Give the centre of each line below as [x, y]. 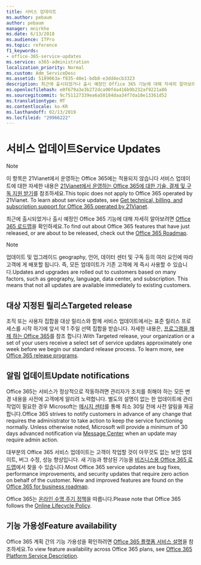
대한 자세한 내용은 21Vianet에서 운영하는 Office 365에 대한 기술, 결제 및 [101, 186]
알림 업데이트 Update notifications [68, 376]
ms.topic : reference [32, 46]
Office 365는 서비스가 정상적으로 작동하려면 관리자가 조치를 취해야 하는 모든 [95, 391]
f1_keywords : [22, 51]
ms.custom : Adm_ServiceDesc [41, 73]
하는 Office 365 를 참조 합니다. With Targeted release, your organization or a [103, 336]
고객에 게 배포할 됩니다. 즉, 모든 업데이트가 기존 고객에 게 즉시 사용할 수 [89, 265]
